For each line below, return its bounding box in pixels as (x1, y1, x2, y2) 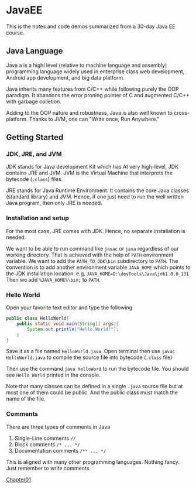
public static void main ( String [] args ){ (16, 320, 119, 327)
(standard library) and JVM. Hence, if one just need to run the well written (6, 193, 184, 200)
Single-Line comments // (14, 435, 76, 442)
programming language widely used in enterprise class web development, (6, 68, 185, 75)
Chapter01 (6, 476, 31, 483)
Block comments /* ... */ (14, 440, 80, 448)
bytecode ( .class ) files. (6, 176, 63, 183)
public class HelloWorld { (6, 316, 69, 322)
